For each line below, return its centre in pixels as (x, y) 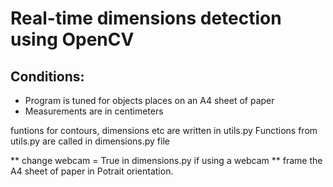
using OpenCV (72, 39)
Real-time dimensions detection (146, 18)
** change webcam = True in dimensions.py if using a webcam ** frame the (166, 160)
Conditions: (47, 76)
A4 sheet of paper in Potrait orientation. (92, 171)
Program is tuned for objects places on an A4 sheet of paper (149, 100)
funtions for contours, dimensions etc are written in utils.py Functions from (164, 130)
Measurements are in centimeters (94, 111)
